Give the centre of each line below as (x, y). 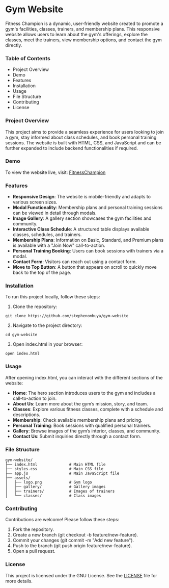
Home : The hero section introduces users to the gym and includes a (84, 393)
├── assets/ (18, 478)
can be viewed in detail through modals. (54, 213)
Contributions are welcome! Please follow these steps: (62, 520)
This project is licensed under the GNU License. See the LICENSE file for (81, 575)
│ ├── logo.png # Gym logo (49, 482)
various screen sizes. (35, 202)
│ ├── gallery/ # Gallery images (55, 487)
